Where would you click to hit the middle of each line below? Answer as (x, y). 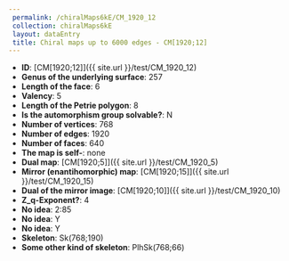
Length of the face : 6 (60, 86)
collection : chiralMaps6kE (62, 26)
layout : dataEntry (46, 34)
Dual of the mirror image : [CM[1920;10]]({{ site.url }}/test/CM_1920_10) (151, 191)
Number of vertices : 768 (67, 125)
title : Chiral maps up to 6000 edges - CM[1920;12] (110, 42)
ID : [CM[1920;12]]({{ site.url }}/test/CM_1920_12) (109, 68)
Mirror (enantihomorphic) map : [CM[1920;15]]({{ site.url (125, 172)
